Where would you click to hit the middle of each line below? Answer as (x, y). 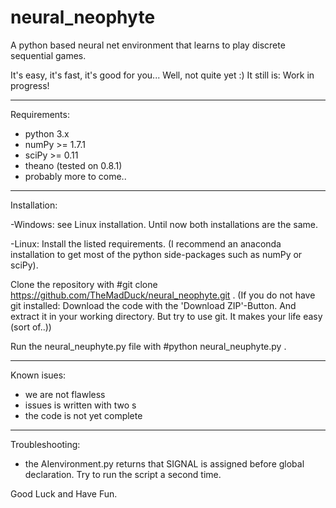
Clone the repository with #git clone (84, 284)
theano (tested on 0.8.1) (73, 165)
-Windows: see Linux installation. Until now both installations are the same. (164, 224)
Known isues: (38, 375)
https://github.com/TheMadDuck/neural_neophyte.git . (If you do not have (163, 295)
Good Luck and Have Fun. (64, 493)
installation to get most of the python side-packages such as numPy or (156, 254)
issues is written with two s (80, 405)
